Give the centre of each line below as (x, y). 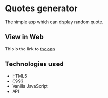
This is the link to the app (30, 49)
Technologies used (34, 64)
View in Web (24, 37)
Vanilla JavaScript (30, 86)
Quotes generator (41, 8)
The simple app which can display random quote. (54, 22)
